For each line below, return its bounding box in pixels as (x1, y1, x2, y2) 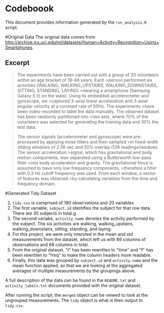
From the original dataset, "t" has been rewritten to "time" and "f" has (12, 247, 154, 252)
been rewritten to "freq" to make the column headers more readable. (12, 252, 152, 258)
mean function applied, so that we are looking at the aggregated (12, 262, 143, 268)
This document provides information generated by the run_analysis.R (5, 19, 147, 25)
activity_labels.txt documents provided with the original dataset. (5, 282, 142, 288)
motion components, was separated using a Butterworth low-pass (17, 155, 152, 160)
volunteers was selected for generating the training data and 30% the (17, 119, 159, 125)
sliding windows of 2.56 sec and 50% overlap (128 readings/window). (17, 144, 159, 150)
